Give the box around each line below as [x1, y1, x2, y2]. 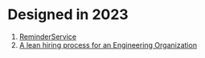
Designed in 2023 [7, 6, 129, 24]
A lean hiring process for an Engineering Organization [18, 40, 198, 49]
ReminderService [18, 32, 77, 41]
